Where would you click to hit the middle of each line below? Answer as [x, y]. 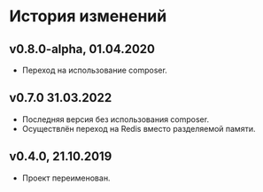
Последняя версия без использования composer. [116, 119]
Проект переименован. [66, 178]
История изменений [88, 16]
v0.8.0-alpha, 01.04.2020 [82, 49]
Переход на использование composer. [95, 70]
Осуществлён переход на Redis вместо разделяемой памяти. [139, 128]
